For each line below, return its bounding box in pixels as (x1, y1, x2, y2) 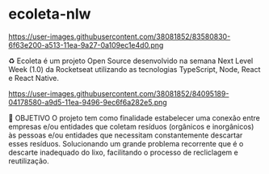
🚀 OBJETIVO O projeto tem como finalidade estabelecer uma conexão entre (8, 112, 261, 122)
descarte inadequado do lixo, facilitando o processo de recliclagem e (8, 147, 238, 157)
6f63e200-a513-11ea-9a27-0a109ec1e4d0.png (8, 40, 164, 49)
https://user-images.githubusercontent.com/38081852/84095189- (8, 88, 229, 98)
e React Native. (8, 73, 59, 83)
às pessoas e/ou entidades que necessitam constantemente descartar (8, 130, 243, 140)
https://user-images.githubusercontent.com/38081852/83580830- (8, 32, 231, 41)
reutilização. (8, 155, 50, 166)
